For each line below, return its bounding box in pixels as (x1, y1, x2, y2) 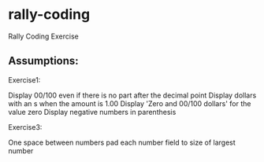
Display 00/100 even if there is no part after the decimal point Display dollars (8, 90, 257, 100)
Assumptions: (8, 54, 79, 68)
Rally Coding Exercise (8, 31, 79, 41)
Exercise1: (8, 75, 41, 84)
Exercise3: (8, 122, 43, 131)
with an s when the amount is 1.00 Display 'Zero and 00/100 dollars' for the (8, 98, 251, 108)
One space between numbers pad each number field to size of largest (8, 138, 236, 147)
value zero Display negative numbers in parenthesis (8, 107, 177, 116)
